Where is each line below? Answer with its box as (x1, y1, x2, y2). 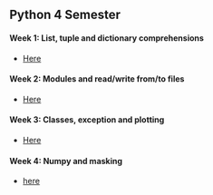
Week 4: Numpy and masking (9, 155, 123, 166)
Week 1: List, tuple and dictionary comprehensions (9, 32, 204, 44)
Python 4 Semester (9, 7, 121, 23)
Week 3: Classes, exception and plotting (9, 114, 165, 125)
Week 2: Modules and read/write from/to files (9, 73, 185, 84)
